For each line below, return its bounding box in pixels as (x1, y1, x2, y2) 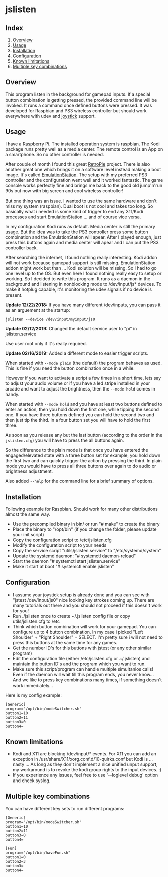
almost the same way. (5, 511, 50, 517)
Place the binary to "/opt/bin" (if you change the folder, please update (12, 526, 157, 532)
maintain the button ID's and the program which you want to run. (12, 661, 146, 667)
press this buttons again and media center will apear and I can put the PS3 (5, 239, 159, 245)
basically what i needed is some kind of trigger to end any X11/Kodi (5, 208, 144, 214)
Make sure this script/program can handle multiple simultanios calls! (12, 666, 154, 672)
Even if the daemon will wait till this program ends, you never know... (12, 672, 154, 678)
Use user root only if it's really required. (5, 340, 87, 346)
